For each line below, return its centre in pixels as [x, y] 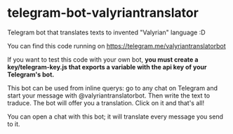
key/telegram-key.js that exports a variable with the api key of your [107, 67]
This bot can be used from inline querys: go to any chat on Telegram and [113, 88]
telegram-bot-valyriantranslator [103, 13]
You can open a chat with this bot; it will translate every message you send [115, 116]
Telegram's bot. [31, 74]
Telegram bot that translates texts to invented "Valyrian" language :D [106, 32]
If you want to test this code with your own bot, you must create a [103, 59]
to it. [14, 123]
